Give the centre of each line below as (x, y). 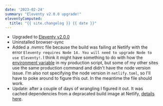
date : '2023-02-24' (25, 9)
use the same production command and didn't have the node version (81, 68)
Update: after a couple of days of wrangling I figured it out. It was (78, 88)
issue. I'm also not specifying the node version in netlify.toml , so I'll (81, 73)
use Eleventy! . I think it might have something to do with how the (77, 58)
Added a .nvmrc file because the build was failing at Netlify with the (80, 47)
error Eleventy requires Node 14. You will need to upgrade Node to (82, 53)
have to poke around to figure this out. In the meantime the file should (82, 78)
